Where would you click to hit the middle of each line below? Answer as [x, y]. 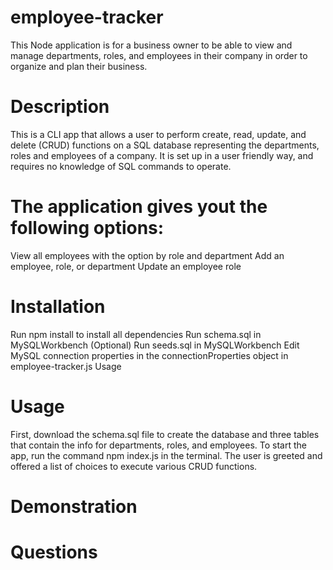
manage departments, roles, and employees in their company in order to [159, 55]
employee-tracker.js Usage [66, 366]
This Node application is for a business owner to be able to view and [151, 45]
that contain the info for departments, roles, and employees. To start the [158, 445]
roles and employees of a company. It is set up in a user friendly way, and [162, 155]
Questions [54, 552]
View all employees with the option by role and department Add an [147, 255]
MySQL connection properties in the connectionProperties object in [149, 355]
